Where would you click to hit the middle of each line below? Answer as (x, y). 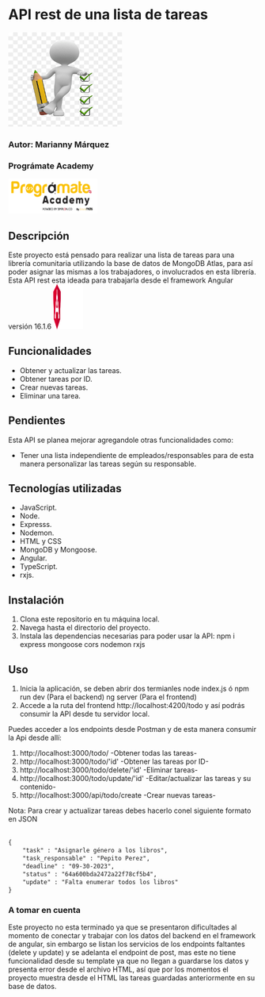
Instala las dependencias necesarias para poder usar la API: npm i (127, 636)
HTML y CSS (40, 541)
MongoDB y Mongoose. (58, 550)
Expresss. (36, 525)
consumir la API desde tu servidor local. (85, 714)
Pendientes (37, 421)
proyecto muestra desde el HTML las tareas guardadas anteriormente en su (132, 978)
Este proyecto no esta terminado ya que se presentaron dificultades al (123, 927)
